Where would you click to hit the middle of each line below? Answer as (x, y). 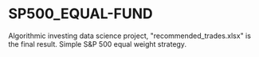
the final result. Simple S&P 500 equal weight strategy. (98, 44)
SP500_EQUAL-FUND (80, 14)
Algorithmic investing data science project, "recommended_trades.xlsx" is (129, 36)
